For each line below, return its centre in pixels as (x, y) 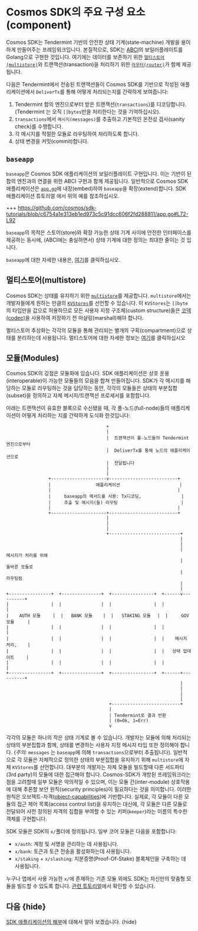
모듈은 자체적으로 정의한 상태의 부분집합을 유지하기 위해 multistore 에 (103, 760)
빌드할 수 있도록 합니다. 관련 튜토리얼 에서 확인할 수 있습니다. (86, 886)
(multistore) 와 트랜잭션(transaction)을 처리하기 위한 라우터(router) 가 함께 (93, 64)
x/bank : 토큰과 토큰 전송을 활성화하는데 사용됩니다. (73, 851)
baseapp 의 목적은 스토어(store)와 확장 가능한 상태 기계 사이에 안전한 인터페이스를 (99, 232)
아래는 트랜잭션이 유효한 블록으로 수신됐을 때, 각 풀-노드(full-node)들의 (88, 408)
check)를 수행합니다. (39, 126)
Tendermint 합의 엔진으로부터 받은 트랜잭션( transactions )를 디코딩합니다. (100, 104)
